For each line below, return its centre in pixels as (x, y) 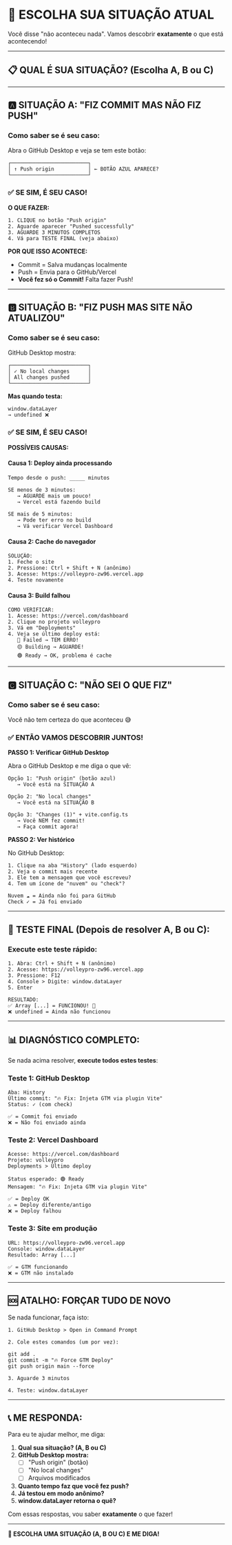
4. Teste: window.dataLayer (48, 1390)
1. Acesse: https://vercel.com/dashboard (68, 616)
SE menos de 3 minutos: (42, 490)
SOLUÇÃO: (20, 556)
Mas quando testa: (35, 396)
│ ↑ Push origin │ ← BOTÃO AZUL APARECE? (83, 169)
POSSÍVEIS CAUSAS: (38, 447)
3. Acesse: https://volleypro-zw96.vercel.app (76, 574)
